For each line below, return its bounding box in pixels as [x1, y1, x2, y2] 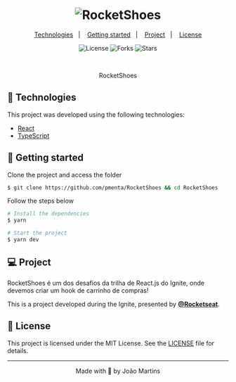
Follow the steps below [7, 197, 74, 205]
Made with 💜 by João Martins [75, 367, 161, 375]
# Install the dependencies [7, 210, 90, 217]
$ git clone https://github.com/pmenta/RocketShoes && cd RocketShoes [7, 184, 218, 191]
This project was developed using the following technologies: [7, 110, 185, 119]
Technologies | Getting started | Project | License [34, 30, 202, 39]
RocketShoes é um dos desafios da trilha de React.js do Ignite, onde [7, 279, 205, 287]
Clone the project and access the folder [7, 170, 122, 179]
